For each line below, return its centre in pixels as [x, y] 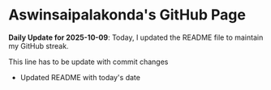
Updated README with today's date [80, 77]
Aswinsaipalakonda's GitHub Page [127, 15]
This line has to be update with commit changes [88, 62]
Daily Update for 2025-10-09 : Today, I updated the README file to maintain [136, 37]
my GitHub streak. [39, 45]
